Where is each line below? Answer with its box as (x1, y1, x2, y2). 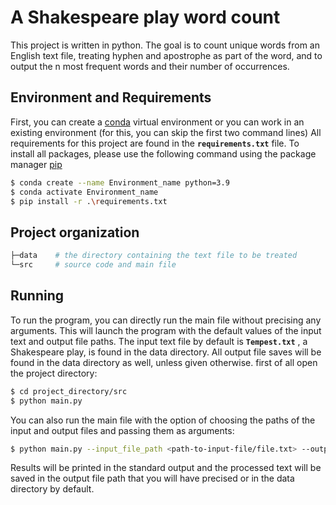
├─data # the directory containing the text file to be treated (10, 251, 298, 261)
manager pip (10, 158, 63, 170)
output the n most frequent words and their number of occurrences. (10, 60, 290, 72)
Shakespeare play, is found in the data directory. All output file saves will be (10, 346, 322, 358)
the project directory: (10, 367, 98, 379)
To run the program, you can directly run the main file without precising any (10, 314, 322, 326)
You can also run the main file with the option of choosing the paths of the (10, 414, 316, 426)
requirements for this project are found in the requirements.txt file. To (10, 137, 300, 149)
